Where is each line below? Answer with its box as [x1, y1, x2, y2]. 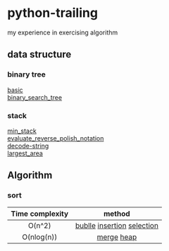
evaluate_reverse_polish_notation [7, 134, 104, 142]
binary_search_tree [7, 93, 62, 101]
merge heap [96, 232, 137, 242]
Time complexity [11, 209, 69, 219]
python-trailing [7, 5, 99, 21]
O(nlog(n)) [22, 232, 58, 242]
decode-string [7, 141, 49, 150]
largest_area [7, 149, 44, 157]
